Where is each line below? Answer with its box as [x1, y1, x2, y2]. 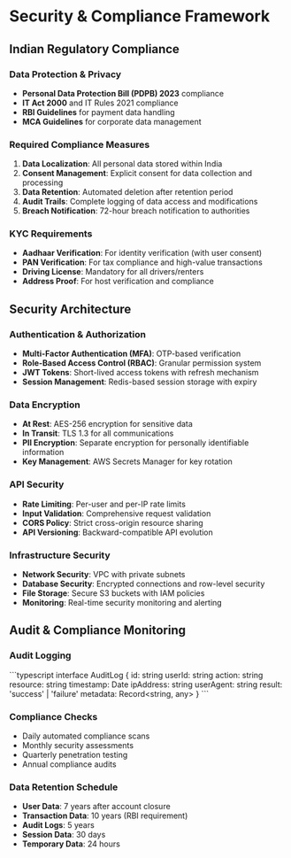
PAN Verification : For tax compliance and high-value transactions [21, 257, 263, 267]
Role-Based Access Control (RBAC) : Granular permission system [21, 358, 262, 368]
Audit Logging [9, 649, 72, 661]
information [21, 447, 65, 458]
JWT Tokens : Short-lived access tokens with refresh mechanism [21, 367, 259, 378]
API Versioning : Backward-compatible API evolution [21, 527, 214, 537]
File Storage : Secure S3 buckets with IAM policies [21, 588, 205, 599]
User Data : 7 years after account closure [21, 801, 171, 812]
